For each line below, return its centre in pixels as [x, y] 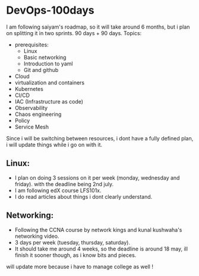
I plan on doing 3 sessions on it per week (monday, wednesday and [97, 178]
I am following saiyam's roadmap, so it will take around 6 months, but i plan [98, 27]
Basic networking [45, 57]
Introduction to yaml [48, 64]
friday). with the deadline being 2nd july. [64, 184]
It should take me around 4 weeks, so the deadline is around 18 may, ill [101, 249]
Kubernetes [29, 89]
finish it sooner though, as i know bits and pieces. [75, 255]
